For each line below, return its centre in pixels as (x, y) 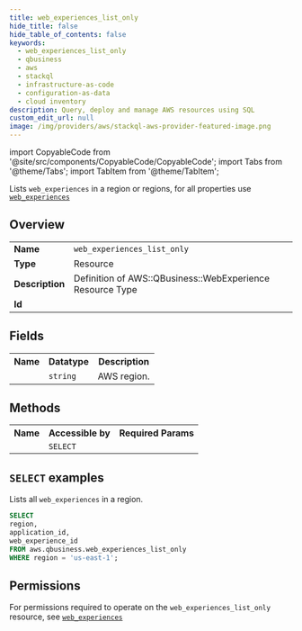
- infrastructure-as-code (66, 85)
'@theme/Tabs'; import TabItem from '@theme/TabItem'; (114, 171)
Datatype (69, 361)
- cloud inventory (52, 101)
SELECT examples (57, 478)
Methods (35, 408)
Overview (37, 225)
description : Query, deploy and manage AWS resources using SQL (132, 110)
